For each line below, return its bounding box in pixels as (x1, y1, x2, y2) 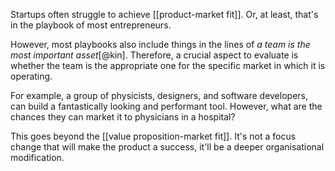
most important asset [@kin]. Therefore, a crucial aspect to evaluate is (10, 49, 299, 61)
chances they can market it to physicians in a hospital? (10, 111, 236, 123)
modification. (10, 152, 65, 163)
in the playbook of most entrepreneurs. (10, 19, 172, 31)
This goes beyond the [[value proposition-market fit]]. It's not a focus (10, 130, 297, 142)
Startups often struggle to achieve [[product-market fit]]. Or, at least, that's (10, 9, 319, 20)
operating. (10, 70, 53, 82)
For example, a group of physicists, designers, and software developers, (10, 90, 308, 101)
